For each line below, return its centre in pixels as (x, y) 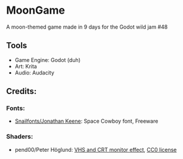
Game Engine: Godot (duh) (48, 60)
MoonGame (36, 10)
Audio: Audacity (35, 73)
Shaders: (20, 136)
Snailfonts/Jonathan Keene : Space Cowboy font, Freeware (86, 121)
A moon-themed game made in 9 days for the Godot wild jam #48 (87, 27)
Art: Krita (26, 66)
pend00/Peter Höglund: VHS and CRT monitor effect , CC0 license (96, 149)
